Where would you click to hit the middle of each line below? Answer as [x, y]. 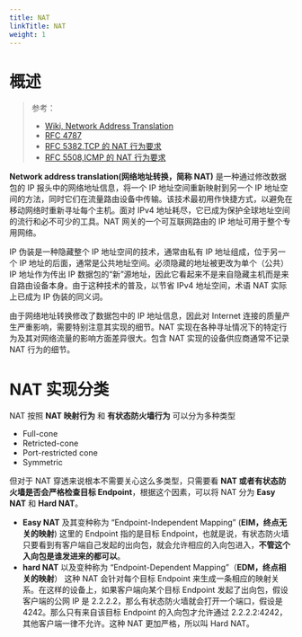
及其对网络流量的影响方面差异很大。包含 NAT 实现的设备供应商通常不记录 [153, 339]
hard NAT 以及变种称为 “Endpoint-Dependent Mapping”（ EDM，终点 [150, 568]
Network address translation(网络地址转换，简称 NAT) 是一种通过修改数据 [148, 177]
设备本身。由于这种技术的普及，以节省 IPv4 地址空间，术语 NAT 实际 [160, 286]
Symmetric [42, 463]
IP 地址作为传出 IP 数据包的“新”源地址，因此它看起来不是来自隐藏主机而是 [145, 274]
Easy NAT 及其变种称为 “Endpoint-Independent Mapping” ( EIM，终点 [151, 523]
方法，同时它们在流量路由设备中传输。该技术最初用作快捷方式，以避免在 [159, 199]
